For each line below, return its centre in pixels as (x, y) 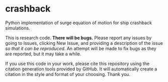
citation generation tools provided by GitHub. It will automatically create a (81, 69)
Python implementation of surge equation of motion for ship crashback (79, 23)
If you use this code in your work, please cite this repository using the (77, 63)
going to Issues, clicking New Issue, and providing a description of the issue (84, 43)
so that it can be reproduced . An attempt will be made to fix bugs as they (81, 48)
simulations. (18, 28)
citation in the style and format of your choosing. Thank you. (68, 74)
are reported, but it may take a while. (43, 54)
